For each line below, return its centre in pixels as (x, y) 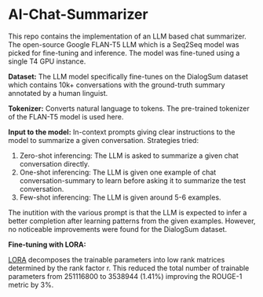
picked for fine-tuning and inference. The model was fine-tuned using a (124, 53)
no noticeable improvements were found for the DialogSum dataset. (118, 229)
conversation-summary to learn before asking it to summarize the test (132, 180)
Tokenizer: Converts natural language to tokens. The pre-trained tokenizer (129, 108)
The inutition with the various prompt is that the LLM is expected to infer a (128, 212)
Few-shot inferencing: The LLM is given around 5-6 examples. (120, 197)
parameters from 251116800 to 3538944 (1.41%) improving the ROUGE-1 (125, 276)
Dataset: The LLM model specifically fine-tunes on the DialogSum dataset (128, 76)
